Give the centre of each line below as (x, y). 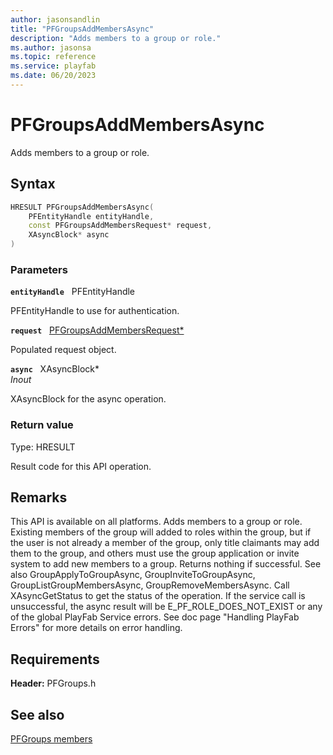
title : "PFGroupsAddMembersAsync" (82, 29)
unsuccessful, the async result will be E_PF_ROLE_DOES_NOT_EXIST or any (166, 607)
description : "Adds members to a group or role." (116, 38)
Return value (42, 425)
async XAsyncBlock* (55, 369)
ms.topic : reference (53, 57)
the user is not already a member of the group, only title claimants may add (165, 543)
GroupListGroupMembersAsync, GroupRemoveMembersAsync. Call (150, 585)
